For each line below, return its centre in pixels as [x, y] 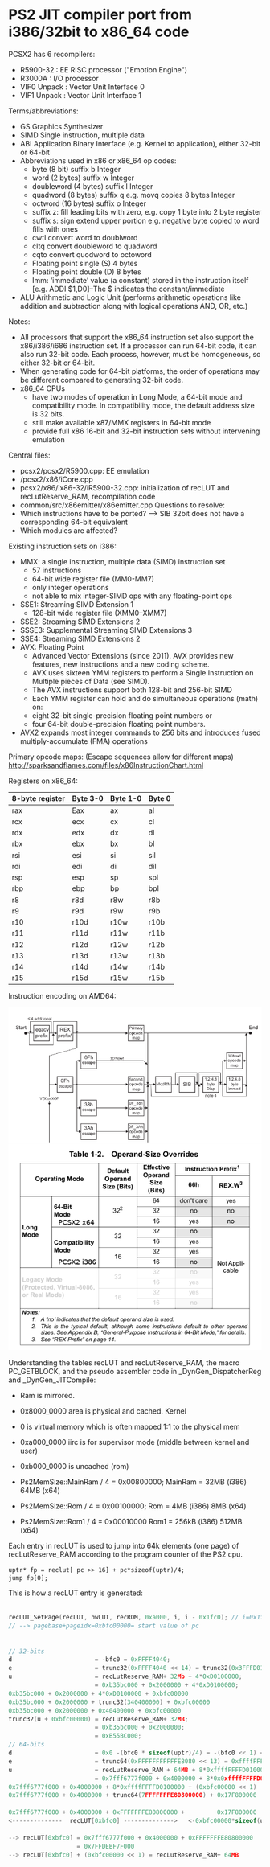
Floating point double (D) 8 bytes [87, 272]
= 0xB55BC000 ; [118, 1736]
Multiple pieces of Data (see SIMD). [91, 681]
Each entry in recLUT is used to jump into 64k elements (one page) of [124, 1546]
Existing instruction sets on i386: [62, 546]
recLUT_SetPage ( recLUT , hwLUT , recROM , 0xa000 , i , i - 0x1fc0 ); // [124, 1618]
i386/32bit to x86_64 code [99, 32]
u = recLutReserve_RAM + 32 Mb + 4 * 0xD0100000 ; [125, 1677]
